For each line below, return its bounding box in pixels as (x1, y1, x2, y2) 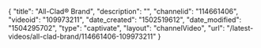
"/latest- (226, 24, 254, 32)
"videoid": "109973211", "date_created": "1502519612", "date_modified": (8, 15, 242, 24)
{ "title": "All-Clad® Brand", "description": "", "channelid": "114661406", (8, 7, 239, 16)
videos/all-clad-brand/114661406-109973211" (8, 31, 157, 41)
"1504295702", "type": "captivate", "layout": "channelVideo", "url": (8, 24, 225, 32)
